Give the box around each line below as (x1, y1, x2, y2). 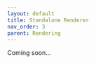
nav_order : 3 (7, 23, 46, 30)
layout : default (7, 10, 55, 17)
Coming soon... (7, 49, 51, 57)
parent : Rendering (7, 29, 61, 37)
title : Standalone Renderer (7, 17, 90, 24)
